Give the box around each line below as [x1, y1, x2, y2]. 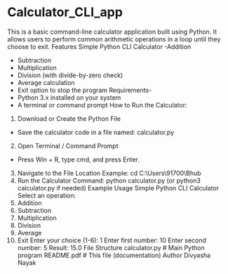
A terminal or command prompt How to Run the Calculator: [17, 100, 187, 109]
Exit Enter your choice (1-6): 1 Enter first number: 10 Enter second [17, 236, 207, 244]
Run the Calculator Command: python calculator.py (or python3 [17, 176, 201, 185]
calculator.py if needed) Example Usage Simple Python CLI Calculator [17, 183, 220, 192]
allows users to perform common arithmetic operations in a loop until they [7, 34, 221, 43]
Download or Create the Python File [17, 114, 121, 123]
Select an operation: [17, 191, 76, 200]
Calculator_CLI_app [7, 4, 123, 20]
